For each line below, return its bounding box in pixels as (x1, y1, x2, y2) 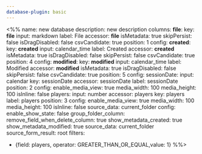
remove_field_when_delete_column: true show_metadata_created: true (6, 116, 183, 124)
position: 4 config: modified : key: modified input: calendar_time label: (6, 58, 182, 65)
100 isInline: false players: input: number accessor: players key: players (6, 90, 185, 97)
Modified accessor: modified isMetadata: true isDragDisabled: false (6, 65, 176, 72)
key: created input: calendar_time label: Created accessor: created (6, 45, 175, 52)
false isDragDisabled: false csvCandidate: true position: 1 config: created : (6, 38, 191, 46)
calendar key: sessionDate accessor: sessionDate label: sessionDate (6, 77, 178, 85)
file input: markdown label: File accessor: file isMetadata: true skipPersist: (6, 32, 192, 40)
